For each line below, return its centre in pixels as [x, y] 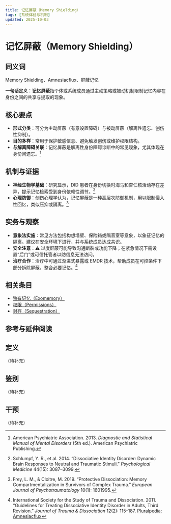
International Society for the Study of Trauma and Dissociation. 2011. [84, 500]
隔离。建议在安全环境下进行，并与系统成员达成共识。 [68, 242]
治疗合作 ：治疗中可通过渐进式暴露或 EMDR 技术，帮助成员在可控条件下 [87, 260]
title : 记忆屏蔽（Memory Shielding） [43, 10]
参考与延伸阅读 [29, 329]
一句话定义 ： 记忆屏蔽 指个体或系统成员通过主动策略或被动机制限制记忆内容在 [85, 91]
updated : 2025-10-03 [27, 19]
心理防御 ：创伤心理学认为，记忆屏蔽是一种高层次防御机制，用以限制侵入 [88, 198]
